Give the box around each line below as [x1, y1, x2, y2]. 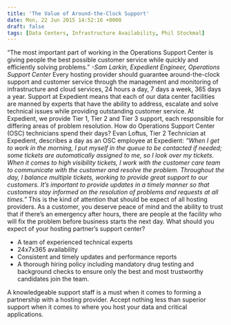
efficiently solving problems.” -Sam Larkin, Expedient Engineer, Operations [7, 63, 221, 71]
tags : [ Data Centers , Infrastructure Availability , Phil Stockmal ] [7, 29, 205, 37]
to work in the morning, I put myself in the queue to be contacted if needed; [7, 144, 222, 152]
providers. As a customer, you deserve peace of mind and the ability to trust [7, 203, 223, 211]
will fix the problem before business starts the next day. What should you [7, 217, 214, 225]
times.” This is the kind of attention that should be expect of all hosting [7, 195, 208, 204]
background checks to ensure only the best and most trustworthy [17, 268, 203, 276]
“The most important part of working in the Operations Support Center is [7, 48, 214, 57]
